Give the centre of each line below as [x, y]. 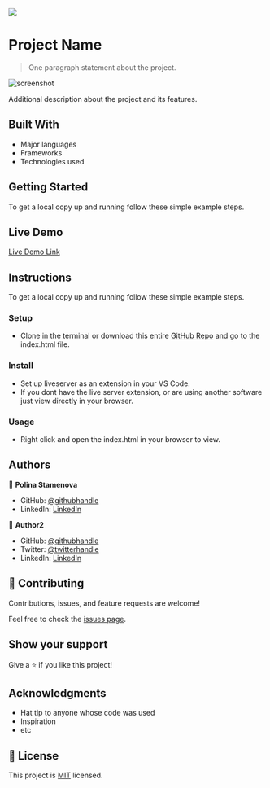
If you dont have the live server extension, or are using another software [141, 392]
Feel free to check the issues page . [67, 619]
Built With [34, 125]
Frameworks [41, 153]
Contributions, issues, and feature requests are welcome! [105, 603]
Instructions [40, 277]
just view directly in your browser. [77, 401]
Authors [30, 465]
